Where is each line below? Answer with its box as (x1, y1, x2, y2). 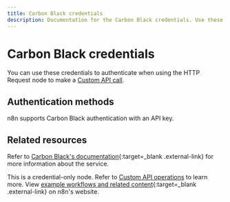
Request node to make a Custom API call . (7, 76, 125, 85)
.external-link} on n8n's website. (7, 188, 100, 196)
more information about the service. (7, 159, 109, 168)
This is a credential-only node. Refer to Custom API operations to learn (7, 173, 208, 181)
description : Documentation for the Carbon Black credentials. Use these (7, 16, 224, 23)
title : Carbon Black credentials (7, 10, 103, 17)
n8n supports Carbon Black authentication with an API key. (7, 114, 174, 122)
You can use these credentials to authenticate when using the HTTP (7, 69, 200, 77)
